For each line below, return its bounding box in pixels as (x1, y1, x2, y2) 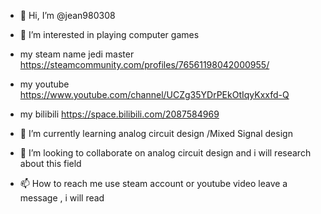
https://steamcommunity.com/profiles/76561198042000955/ (19, 59, 270, 70)
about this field (19, 158, 82, 169)
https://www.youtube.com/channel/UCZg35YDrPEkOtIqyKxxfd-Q (19, 89, 290, 100)
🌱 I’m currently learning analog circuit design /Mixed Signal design (19, 128, 293, 139)
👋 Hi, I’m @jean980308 (19, 10, 116, 21)
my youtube (19, 78, 70, 90)
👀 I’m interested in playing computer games (19, 29, 200, 40)
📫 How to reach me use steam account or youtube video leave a (19, 178, 288, 189)
